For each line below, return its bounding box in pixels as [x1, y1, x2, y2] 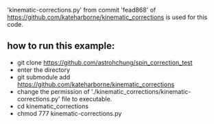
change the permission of [16, 87, 91, 95]
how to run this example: [7, 40, 115, 52]
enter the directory [16, 65, 71, 74]
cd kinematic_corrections [16, 102, 89, 110]
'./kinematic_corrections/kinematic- [91, 87, 191, 95]
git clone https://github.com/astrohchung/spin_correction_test [16, 58, 193, 66]
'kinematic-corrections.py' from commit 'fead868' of [7, 6, 156, 14]
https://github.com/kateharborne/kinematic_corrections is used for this [7, 13, 208, 21]
